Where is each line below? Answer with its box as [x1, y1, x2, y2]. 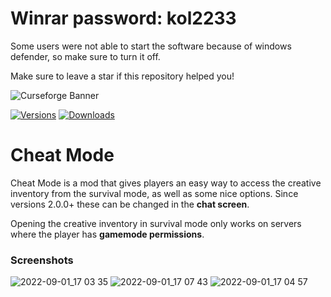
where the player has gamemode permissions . [10, 228, 205, 240]
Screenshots [10, 253, 74, 267]
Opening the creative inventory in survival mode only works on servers [10, 217, 302, 229]
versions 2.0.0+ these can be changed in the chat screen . [10, 198, 250, 210]
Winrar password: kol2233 [10, 7, 237, 30]
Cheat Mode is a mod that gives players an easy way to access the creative [10, 177, 322, 189]
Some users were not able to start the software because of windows [10, 40, 292, 52]
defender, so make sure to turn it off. [10, 50, 161, 62]
